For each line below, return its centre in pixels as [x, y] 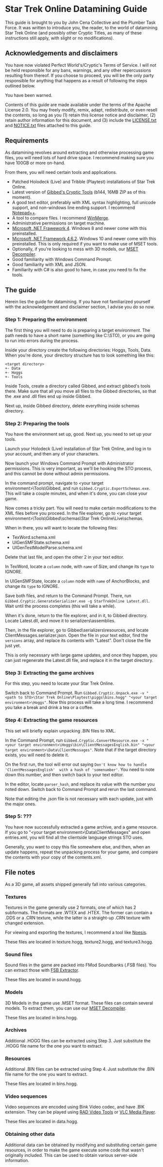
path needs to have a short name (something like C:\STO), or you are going [80, 335]
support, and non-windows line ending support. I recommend [73, 207]
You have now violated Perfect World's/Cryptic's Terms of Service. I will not [81, 65]
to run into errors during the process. [42, 340]
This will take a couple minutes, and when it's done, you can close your [76, 493]
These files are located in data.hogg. [42, 1122]
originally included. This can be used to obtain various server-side [71, 1155]
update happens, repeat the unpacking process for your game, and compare [81, 852]
